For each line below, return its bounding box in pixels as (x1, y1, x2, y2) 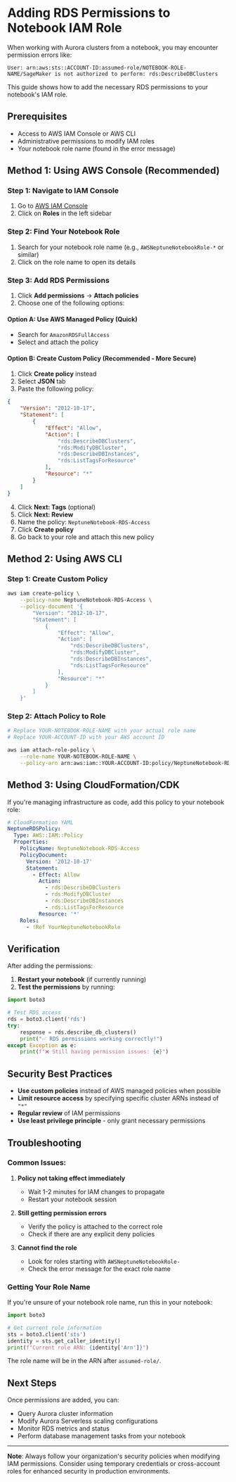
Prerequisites (7, 110, 67, 122)
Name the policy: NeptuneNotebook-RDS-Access (17, 517, 150, 526)
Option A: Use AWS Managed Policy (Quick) (7, 315, 138, 323)
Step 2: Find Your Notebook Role (7, 227, 121, 236)
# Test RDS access (7, 1009, 61, 1016)
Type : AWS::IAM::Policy (13, 832, 83, 839)
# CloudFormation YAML (7, 818, 74, 826)
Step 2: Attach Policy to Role (7, 711, 106, 721)
